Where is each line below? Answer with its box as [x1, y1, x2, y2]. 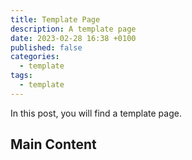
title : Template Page [10, 14, 101, 25]
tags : [10, 71, 33, 81]
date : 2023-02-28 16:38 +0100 [10, 33, 137, 43]
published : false [10, 42, 83, 53]
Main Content [10, 136, 97, 153]
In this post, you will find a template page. [10, 107, 182, 119]
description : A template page [10, 24, 137, 34]
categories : [10, 52, 60, 62]
